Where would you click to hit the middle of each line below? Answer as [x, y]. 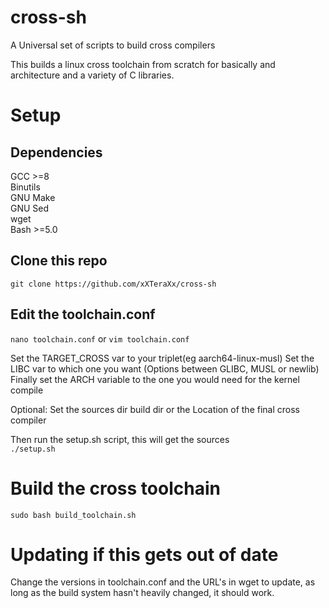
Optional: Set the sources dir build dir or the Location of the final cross [155, 409]
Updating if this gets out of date [144, 554]
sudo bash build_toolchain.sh [73, 515]
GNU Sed [30, 208]
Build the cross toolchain [115, 488]
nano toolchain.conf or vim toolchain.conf [100, 338]
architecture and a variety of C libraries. [92, 75]
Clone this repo [59, 261]
